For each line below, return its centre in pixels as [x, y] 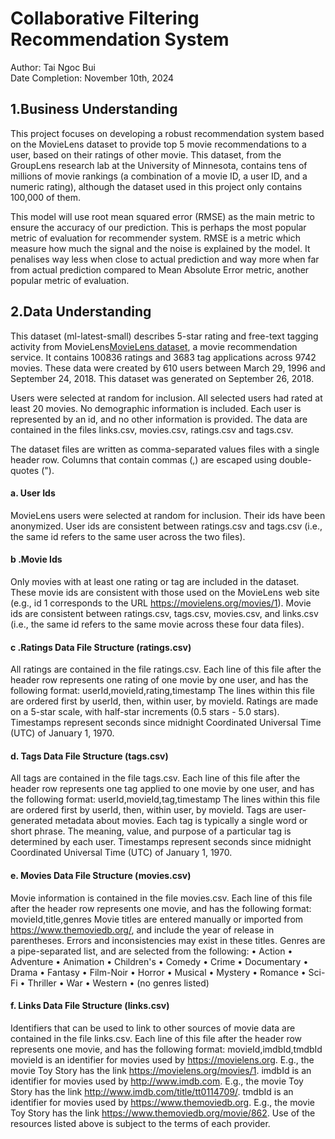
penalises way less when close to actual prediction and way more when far [165, 259]
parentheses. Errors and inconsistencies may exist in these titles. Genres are [168, 940]
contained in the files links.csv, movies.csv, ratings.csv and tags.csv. [152, 429]
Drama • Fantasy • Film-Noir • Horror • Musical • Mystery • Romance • [158, 972]
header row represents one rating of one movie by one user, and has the [159, 680]
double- [295, 459]
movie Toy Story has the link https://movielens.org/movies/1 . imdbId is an [161, 1070]
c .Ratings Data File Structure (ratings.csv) [101, 647]
